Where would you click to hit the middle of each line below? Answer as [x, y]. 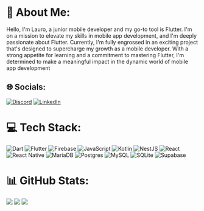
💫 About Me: [38, 12]
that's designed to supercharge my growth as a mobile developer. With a [97, 49]
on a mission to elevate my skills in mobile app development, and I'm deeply [101, 35]
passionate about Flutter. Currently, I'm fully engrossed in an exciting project [102, 42]
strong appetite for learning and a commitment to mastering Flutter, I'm [95, 55]
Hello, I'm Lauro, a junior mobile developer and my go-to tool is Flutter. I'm [99, 29]
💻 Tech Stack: [44, 127]
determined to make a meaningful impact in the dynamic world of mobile [97, 61]
